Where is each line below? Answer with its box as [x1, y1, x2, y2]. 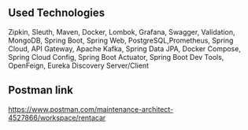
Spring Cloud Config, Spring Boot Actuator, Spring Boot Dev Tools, [8, 52, 224, 61]
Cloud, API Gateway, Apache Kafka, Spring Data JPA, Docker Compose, [8, 43, 242, 54]
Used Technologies [8, 6, 105, 20]
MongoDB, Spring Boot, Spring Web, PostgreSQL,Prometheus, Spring [8, 35, 234, 45]
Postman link [8, 84, 73, 97]
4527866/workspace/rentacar [8, 113, 106, 122]
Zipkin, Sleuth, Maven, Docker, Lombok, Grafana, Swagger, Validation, [8, 27, 235, 36]
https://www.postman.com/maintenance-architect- [8, 104, 174, 113]
